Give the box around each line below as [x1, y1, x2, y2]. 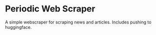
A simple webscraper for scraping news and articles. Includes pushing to [5, 19, 152, 25]
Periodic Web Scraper [5, 3, 96, 14]
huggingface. [5, 24, 32, 30]
